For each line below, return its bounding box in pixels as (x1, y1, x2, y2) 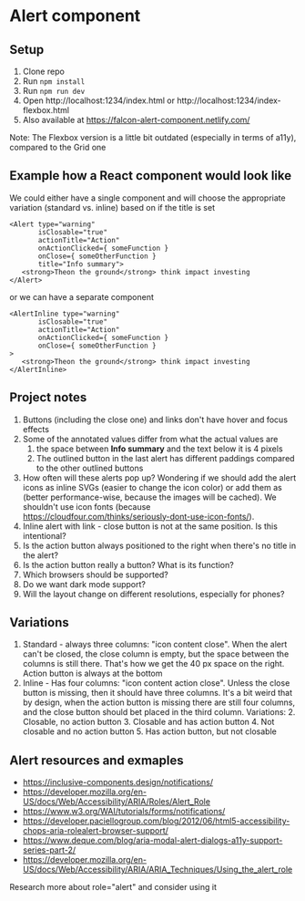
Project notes (9, 389, 87, 406)
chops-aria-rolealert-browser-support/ (22, 825, 168, 836)
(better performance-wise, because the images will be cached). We (22, 492, 277, 502)
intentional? (22, 530, 66, 541)
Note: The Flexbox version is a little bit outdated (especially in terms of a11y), (9, 132, 297, 142)
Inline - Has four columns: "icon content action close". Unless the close (22, 678, 290, 689)
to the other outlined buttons (36, 462, 144, 473)
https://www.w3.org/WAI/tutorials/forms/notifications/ (22, 806, 226, 817)
